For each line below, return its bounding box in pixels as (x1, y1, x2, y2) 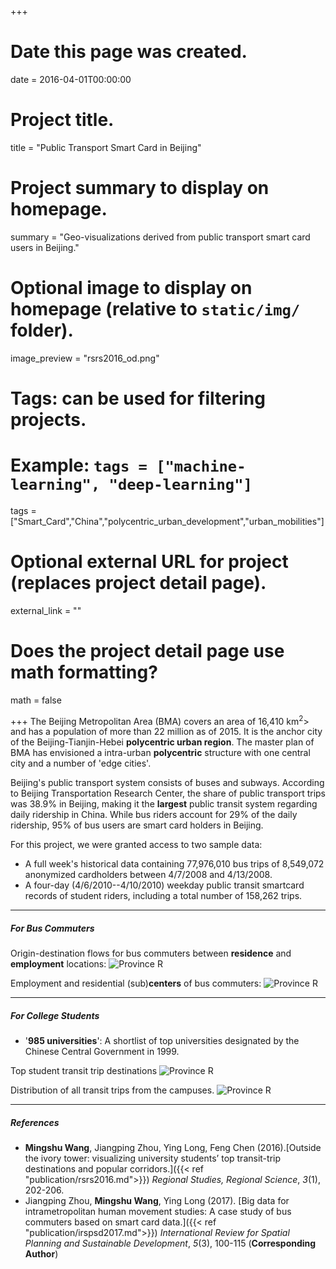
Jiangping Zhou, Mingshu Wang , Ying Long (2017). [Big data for (24, 1195, 290, 1207)
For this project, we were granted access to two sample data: (10, 839, 263, 851)
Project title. (10, 109, 115, 131)
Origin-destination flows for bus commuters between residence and (10, 947, 292, 960)
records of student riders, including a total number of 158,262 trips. (24, 890, 303, 902)
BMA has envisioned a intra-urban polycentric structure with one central (10, 747, 311, 759)
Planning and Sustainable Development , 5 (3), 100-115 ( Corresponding (24, 1237, 317, 1250)
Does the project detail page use (10, 640, 285, 662)
